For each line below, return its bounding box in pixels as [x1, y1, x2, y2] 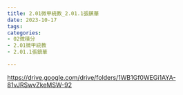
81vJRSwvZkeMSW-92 [7, 81, 73, 89]
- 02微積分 [7, 36, 36, 43]
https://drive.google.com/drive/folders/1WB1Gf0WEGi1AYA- [7, 73, 176, 81]
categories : [7, 29, 41, 36]
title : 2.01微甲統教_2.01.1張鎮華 [7, 10, 99, 17]
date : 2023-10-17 [7, 17, 57, 23]
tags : [7, 23, 23, 30]
